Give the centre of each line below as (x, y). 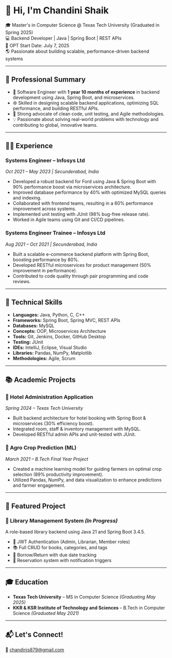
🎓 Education (27, 582)
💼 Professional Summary (46, 80)
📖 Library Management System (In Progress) (61, 521)
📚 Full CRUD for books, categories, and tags (60, 548)
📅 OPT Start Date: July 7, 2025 (37, 45)
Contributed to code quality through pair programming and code (80, 276)
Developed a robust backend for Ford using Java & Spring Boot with (84, 182)
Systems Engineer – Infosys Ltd (45, 161)
